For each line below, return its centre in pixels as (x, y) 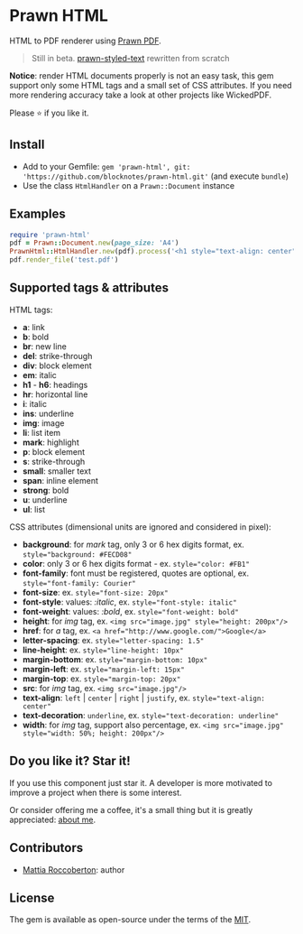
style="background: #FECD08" (77, 555)
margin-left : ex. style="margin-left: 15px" (103, 669)
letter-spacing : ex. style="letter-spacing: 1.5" (113, 640)
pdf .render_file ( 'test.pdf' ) (64, 260)
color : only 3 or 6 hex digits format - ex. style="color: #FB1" (136, 563)
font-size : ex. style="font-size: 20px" (95, 592)
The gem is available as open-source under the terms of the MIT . (130, 920)
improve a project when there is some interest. (96, 792)
